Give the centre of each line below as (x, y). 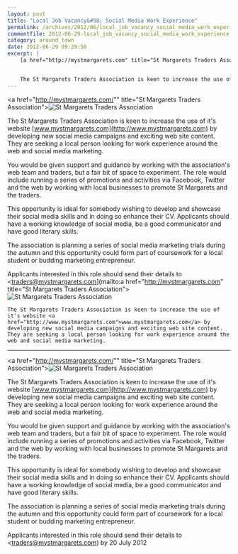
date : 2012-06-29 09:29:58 (47, 47)
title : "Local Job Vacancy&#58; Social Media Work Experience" (103, 21)
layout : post (27, 14)
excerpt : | (23, 54)
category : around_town (41, 40)
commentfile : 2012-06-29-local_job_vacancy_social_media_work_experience (119, 34)
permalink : (23, 27)
